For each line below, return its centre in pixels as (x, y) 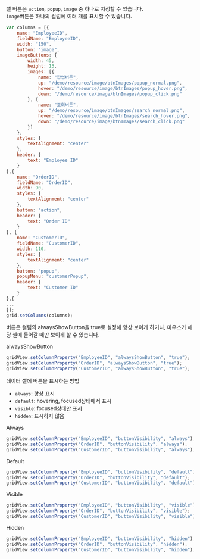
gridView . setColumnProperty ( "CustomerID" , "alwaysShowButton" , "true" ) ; (98, 369)
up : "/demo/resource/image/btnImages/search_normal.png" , (111, 111)
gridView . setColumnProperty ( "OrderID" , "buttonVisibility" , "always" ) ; (97, 444)
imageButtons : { (37, 55)
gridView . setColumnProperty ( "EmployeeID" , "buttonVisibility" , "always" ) (100, 439)
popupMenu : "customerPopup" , (53, 277)
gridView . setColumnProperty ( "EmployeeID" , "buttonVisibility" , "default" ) (101, 472)
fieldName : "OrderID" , (45, 182)
